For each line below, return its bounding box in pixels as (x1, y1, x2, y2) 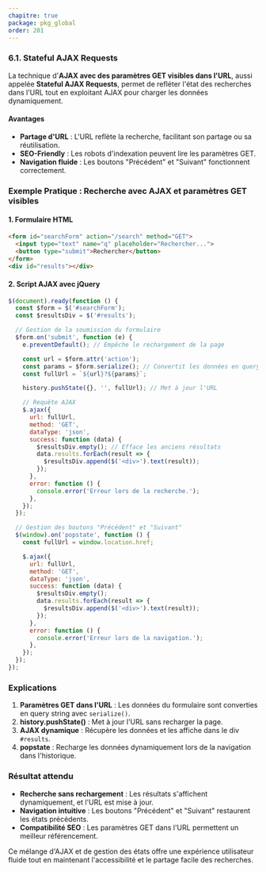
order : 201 (8, 26, 44, 34)
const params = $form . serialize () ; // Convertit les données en (22, 362, 239, 370)
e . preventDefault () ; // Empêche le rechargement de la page (22, 341, 225, 349)
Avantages (8, 114, 45, 124)
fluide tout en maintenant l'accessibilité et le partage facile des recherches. (8, 855, 254, 864)
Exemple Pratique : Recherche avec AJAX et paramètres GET (8, 185, 248, 196)
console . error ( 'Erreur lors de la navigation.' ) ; (36, 634, 203, 642)
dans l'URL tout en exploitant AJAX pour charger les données (8, 87, 208, 97)
